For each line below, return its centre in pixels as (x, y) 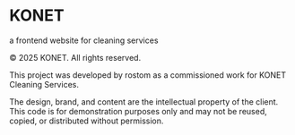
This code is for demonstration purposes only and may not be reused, (138, 111)
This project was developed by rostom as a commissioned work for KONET (148, 75)
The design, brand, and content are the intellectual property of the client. (144, 101)
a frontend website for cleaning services (84, 40)
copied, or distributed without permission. (87, 121)
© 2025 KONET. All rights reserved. (75, 57)
